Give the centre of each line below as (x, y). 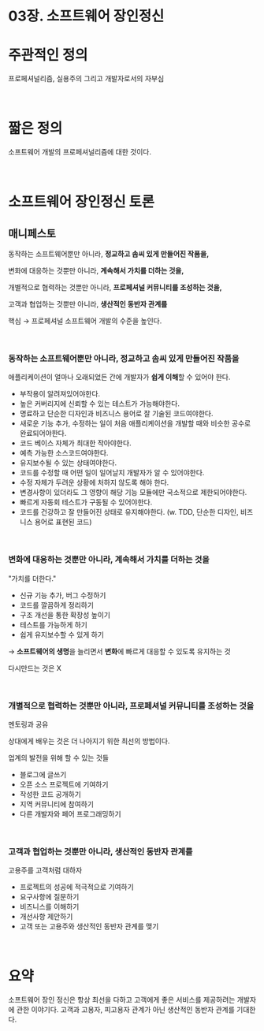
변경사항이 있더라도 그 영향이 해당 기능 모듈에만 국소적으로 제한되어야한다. (133, 493)
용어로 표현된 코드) (63, 522)
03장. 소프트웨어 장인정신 (86, 16)
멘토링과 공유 (28, 724)
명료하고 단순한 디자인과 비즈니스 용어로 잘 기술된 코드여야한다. (117, 414)
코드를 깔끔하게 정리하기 (57, 605)
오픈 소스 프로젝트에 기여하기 (64, 784)
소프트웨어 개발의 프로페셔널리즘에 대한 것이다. (80, 152)
